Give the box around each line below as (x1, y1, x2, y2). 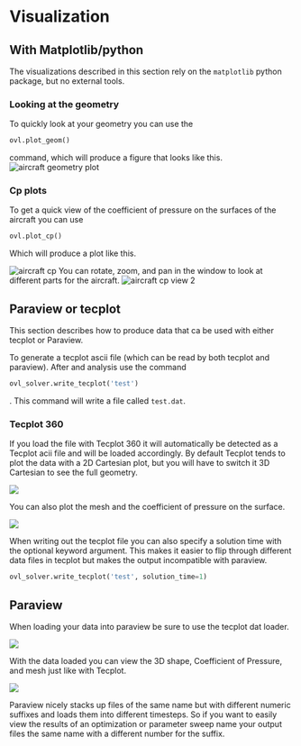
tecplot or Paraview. (9, 335, 84, 346)
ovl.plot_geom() (9, 136, 70, 145)
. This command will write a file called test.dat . (9, 396, 187, 406)
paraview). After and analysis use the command (9, 362, 187, 373)
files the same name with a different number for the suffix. (9, 728, 225, 740)
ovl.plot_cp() (9, 232, 63, 241)
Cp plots (9, 185, 48, 197)
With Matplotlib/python (9, 42, 144, 58)
